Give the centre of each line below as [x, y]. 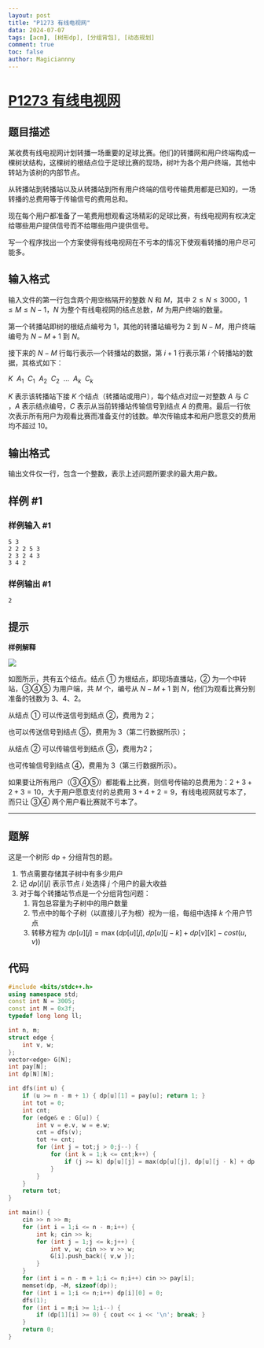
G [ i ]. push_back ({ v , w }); [92, 1257]
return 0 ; [38, 1330]
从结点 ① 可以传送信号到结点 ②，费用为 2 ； [82, 715]
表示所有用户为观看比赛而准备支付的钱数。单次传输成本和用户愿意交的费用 [135, 416]
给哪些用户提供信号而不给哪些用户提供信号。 [81, 225]
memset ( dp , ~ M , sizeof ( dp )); [70, 1285]
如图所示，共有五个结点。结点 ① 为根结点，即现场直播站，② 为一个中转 [127, 679]
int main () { [29, 1213]
